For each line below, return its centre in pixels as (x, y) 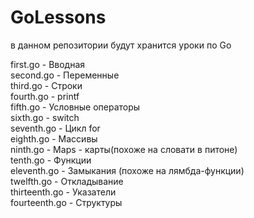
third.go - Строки (46, 85)
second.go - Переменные (65, 75)
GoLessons (58, 17)
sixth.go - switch (45, 117)
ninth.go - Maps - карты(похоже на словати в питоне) (124, 149)
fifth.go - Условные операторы (75, 107)
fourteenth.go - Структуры (66, 202)
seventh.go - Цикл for (55, 128)
